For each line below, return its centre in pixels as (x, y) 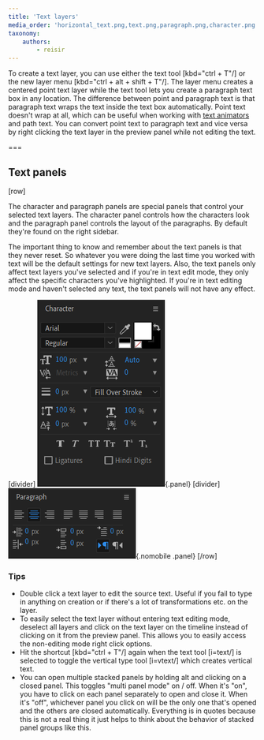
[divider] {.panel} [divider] (114, 484)
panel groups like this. (56, 728)
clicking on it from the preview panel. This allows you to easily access (133, 636)
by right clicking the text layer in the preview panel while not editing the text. (132, 132)
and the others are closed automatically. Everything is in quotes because (138, 711)
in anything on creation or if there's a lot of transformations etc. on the (134, 602)
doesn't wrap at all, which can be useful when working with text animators (129, 115)
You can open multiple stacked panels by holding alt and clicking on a (133, 678)
